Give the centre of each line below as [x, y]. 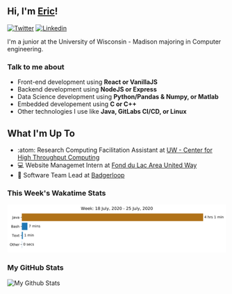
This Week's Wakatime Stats [57, 193]
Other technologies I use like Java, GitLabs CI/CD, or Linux [102, 112]
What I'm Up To [41, 133]
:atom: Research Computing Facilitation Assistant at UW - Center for [115, 150]
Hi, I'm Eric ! [33, 11]
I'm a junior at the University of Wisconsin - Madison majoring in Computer [114, 42]
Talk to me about [36, 67]
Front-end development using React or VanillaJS [87, 82]
